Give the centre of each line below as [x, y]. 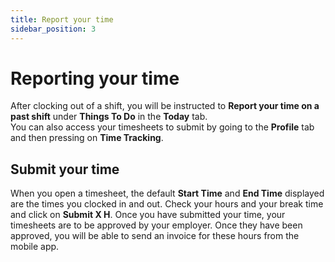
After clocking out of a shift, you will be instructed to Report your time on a [165, 106]
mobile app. [35, 247]
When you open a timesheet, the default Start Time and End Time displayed [167, 193]
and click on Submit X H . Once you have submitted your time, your [148, 215]
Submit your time [65, 169]
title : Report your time [62, 19]
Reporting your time [95, 78]
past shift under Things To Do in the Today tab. [109, 117]
